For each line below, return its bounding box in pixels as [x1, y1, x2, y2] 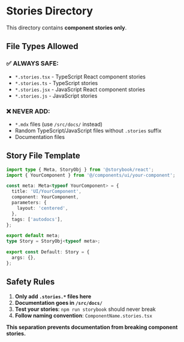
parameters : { [11, 199, 47, 206]
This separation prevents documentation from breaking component [6, 323, 178, 331]
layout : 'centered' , [17, 205, 68, 211]
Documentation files [14, 133, 65, 140]
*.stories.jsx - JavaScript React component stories [14, 86, 146, 93]
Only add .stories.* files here [14, 292, 92, 300]
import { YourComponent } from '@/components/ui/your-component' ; [6, 172, 176, 178]
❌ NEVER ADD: [6, 107, 50, 115]
